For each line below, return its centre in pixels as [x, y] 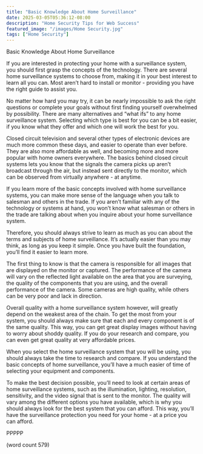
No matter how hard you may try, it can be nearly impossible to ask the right [101, 101]
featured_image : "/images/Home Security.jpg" [65, 29]
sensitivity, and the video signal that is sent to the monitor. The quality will [98, 396]
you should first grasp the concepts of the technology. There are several [97, 70]
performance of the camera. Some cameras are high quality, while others [98, 290]
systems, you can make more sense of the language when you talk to [93, 195]
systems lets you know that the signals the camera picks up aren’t [88, 164]
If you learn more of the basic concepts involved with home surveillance [96, 189]
